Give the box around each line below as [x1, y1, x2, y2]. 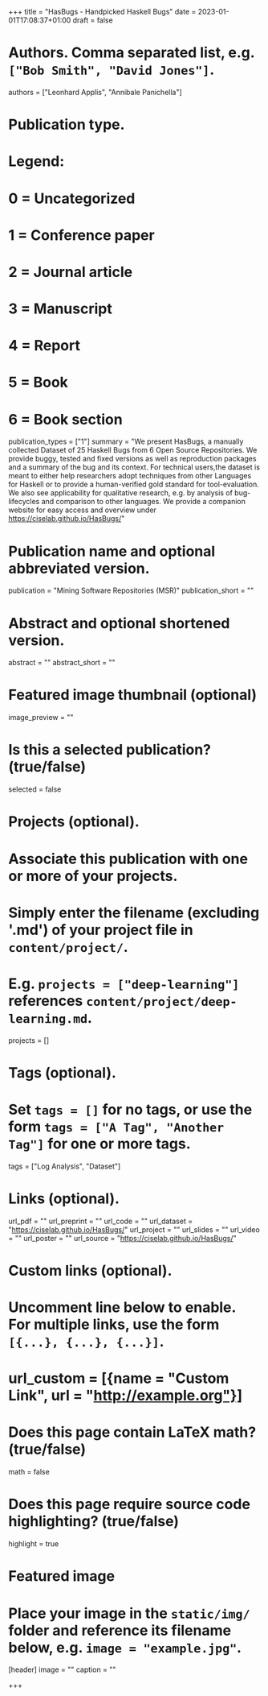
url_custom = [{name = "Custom [8, 1369, 229, 1388]
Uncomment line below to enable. [8, 1298, 237, 1317]
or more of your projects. [8, 867, 178, 885]
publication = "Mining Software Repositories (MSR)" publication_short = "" [8, 585, 254, 595]
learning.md [8, 1011, 88, 1026]
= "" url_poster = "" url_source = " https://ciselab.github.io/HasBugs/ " [8, 1233, 237, 1243]
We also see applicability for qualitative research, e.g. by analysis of [8, 488, 233, 498]
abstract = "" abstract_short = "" [8, 658, 116, 668]
